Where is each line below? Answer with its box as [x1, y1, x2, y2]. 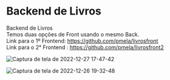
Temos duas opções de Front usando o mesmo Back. [6, 30, 140, 38]
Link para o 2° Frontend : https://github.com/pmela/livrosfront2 [6, 44, 164, 51]
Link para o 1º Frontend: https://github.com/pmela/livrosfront [6, 37, 158, 44]
